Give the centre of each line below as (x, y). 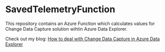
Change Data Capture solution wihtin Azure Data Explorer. (66, 29)
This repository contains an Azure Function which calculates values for (80, 23)
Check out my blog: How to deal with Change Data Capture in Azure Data (82, 39)
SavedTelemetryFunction (60, 9)
